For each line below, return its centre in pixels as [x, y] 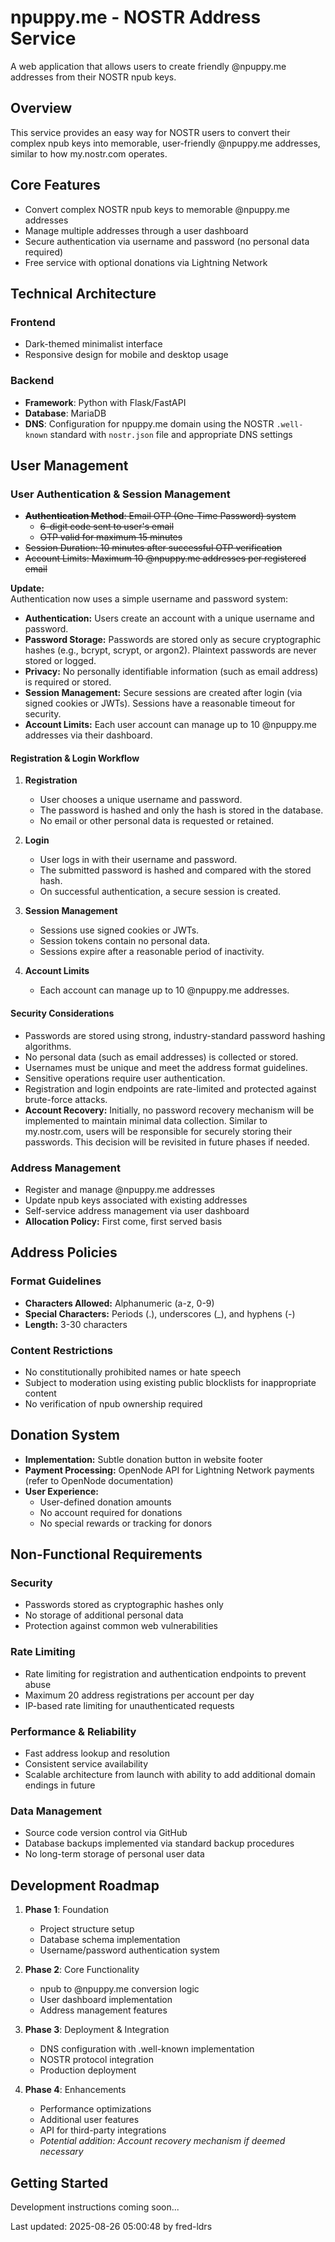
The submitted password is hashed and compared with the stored [175, 870]
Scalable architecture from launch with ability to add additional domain [170, 1775]
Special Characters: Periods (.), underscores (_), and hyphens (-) [160, 1313]
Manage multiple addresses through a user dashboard [136, 230]
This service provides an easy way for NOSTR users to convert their [150, 132]
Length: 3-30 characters [76, 1324]
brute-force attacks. [66, 1099]
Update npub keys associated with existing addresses [136, 1200]
